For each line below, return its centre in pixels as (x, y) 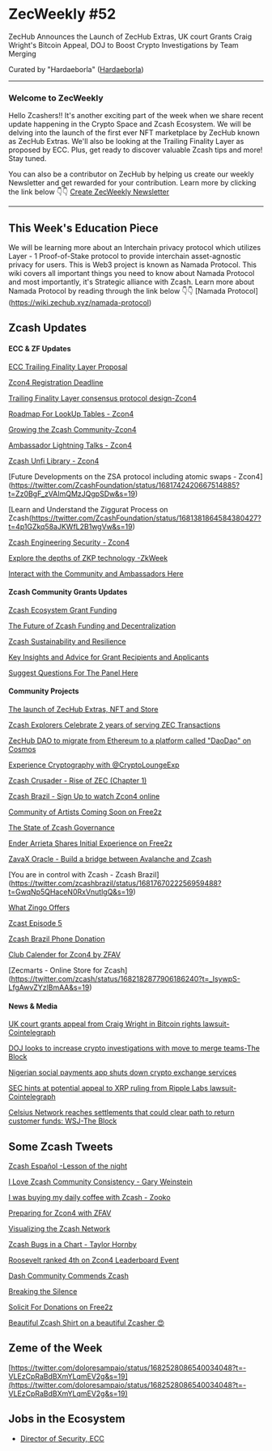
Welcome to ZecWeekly (56, 98)
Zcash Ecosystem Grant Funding (63, 610)
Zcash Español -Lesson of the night (68, 1166)
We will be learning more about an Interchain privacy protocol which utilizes (135, 248)
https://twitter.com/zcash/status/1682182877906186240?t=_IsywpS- (125, 979)
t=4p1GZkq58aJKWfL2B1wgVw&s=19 (70, 526)
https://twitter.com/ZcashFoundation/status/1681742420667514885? (125, 485)
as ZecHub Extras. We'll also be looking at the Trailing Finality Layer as (126, 142)
